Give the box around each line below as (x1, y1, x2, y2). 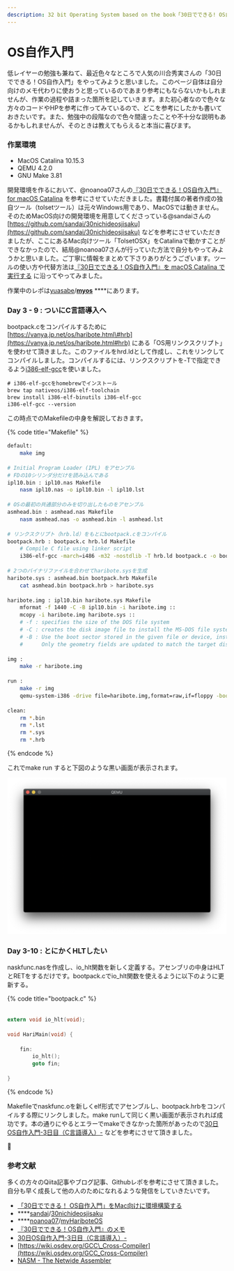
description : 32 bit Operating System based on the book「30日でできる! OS (7, 11, 226, 18)
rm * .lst (19, 722, 45, 729)
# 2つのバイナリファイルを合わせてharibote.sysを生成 (7, 568, 148, 574)
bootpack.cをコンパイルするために (7, 323, 107, 331)
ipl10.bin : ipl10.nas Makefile (7, 479, 101, 486)
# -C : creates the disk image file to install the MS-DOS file (19, 626, 210, 634)
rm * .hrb (19, 736, 45, 744)
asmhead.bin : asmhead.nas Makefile (7, 509, 114, 516)
